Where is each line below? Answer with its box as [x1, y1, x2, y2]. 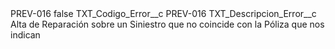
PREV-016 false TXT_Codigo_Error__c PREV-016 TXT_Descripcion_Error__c [10, 8, 317, 19]
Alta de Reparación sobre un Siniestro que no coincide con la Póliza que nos [10, 18, 325, 30]
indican [10, 29, 41, 41]
